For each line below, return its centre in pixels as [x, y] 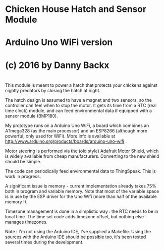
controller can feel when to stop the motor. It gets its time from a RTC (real [81, 105]
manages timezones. [27, 222]
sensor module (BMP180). [31, 116]
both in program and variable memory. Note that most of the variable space [82, 191]
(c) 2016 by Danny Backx [57, 65]
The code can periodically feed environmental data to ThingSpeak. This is [81, 171]
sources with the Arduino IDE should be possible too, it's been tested [76, 237]
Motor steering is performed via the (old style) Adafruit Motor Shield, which [82, 151]
